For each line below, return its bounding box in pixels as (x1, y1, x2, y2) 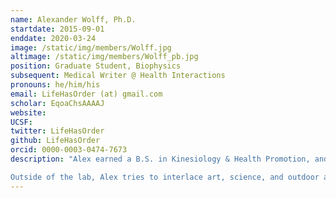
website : (10, 107, 47, 118)
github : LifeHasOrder (10, 136, 101, 146)
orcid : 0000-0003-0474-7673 (10, 145, 128, 155)
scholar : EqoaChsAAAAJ (10, 98, 105, 108)
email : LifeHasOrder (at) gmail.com (10, 89, 163, 99)
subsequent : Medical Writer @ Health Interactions (10, 71, 226, 81)
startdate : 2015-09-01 (10, 24, 105, 34)
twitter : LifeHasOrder (10, 126, 105, 136)
